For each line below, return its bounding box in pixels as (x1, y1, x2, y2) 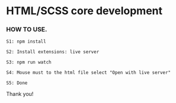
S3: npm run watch (6, 59, 52, 66)
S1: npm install (6, 38, 46, 45)
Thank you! (6, 91, 34, 98)
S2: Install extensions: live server (6, 49, 100, 55)
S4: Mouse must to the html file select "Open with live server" (6, 70, 171, 76)
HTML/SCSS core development (6, 4, 163, 18)
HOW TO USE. (6, 25, 47, 34)
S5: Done (6, 80, 28, 86)
